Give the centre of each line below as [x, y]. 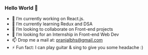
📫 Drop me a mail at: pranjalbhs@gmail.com [57, 40]
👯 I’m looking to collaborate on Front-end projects [62, 29]
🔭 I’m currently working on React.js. [48, 19]
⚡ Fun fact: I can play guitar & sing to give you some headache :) [77, 48]
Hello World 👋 [21, 8]
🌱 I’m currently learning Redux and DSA [52, 24]
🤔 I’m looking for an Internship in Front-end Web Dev [65, 35]
